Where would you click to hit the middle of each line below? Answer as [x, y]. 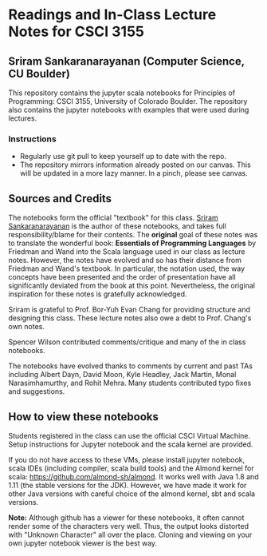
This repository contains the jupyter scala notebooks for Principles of [122, 93]
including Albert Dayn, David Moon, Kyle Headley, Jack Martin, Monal [122, 375]
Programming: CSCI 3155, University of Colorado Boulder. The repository [128, 101]
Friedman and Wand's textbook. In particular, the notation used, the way [127, 268]
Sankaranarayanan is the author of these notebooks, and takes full [118, 226]
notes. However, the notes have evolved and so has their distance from [125, 260]
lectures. [23, 118]
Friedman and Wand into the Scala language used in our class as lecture [127, 252]
